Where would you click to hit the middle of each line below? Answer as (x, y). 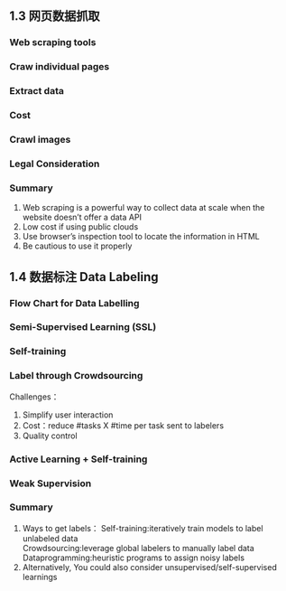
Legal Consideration (55, 164)
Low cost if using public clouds (80, 227)
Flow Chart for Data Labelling (74, 303)
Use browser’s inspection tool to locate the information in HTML (141, 237)
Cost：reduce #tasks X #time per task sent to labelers (123, 425)
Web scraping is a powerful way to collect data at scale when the (143, 208)
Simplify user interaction (68, 415)
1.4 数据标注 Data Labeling (84, 277)
